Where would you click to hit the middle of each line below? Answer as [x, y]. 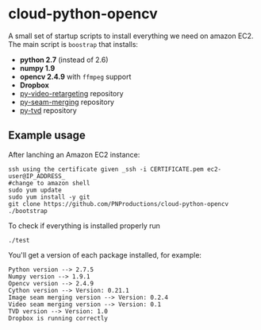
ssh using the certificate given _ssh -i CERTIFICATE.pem [106, 169]
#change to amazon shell [49, 183]
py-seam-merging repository [67, 102]
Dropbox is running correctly [58, 318]
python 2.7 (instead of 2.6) [64, 60]
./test [19, 240]
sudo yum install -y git [49, 197]
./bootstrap [28, 211]
